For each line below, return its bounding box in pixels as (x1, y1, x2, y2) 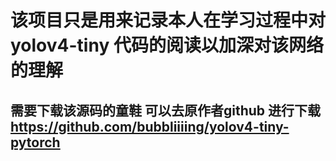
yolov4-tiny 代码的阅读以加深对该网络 (10, 34, 324, 57)
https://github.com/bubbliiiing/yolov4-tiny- (10, 118, 290, 135)
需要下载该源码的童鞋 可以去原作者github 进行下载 (10, 102, 322, 119)
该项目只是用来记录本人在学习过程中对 (10, 9, 327, 32)
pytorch (10, 134, 61, 151)
